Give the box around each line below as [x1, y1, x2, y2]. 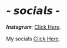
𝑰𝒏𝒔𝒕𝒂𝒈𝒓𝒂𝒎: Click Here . [6, 23, 62, 30]
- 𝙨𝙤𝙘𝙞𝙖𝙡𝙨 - [6, 4, 61, 18]
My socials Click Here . [6, 35, 61, 42]
